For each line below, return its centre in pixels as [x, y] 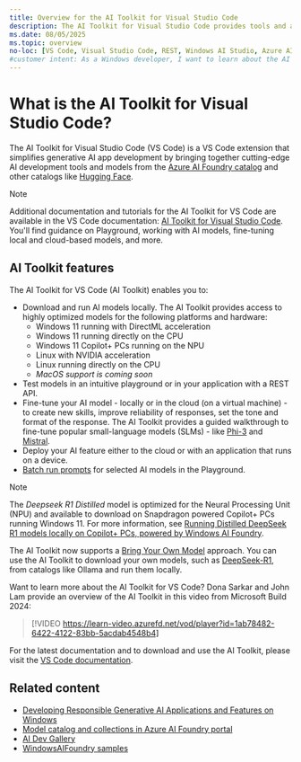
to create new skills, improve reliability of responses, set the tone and [150, 412]
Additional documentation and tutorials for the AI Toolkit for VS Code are [143, 211]
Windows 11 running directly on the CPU [109, 336]
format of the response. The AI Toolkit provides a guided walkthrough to [155, 421]
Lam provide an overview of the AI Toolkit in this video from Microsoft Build [148, 596]
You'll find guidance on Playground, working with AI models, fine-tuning [142, 230]
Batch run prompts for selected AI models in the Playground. [134, 469]
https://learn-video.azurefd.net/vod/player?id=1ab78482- [168, 623]
